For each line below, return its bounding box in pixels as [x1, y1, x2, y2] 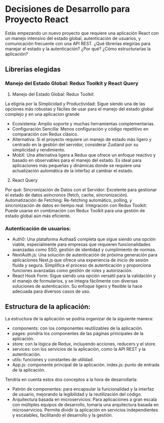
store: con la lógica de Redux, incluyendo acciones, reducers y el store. [12, 340, 157, 347]
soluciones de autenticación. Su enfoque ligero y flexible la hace [12, 283, 142, 289]
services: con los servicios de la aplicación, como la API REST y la [12, 346, 146, 352]
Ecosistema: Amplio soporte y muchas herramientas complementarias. [12, 120, 155, 126]
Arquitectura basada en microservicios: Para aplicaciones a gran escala [12, 396, 157, 402]
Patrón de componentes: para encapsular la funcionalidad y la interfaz [12, 386, 154, 392]
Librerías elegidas [5, 65, 61, 74]
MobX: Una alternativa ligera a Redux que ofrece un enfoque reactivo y [12, 152, 156, 158]
